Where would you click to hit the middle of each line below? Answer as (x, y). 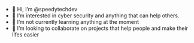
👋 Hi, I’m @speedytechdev (45, 9)
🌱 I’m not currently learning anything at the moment (75, 22)
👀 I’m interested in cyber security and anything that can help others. (96, 16)
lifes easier (25, 35)
